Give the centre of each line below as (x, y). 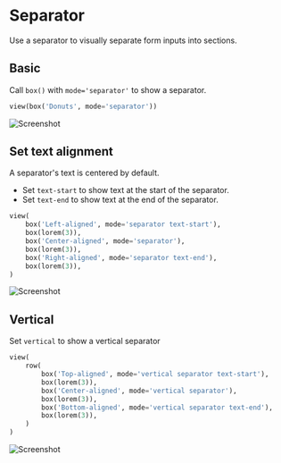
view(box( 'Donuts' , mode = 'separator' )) (83, 106)
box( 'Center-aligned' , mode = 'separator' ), (105, 241)
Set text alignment (61, 152)
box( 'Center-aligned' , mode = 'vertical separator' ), (140, 391)
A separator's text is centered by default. (84, 173)
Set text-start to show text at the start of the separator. (125, 190)
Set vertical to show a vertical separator (85, 341)
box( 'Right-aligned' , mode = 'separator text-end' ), (121, 257)
